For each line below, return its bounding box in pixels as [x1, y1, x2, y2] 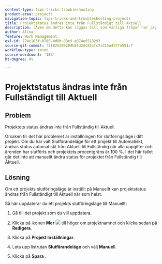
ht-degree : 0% [5, 57, 34, 62]
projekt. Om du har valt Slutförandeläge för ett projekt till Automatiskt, [5, 139, 144, 144]
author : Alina [5, 30, 34, 34]
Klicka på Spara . [12, 253, 46, 259]
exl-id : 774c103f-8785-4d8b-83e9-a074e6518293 [5, 39, 101, 44]
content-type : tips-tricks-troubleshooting [5, 7, 94, 12]
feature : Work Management [5, 34, 57, 39]
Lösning [5, 173, 30, 182]
